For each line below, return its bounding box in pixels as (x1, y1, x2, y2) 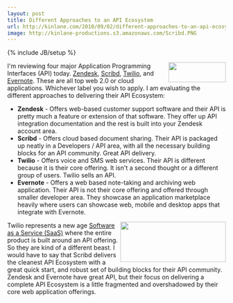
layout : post (7, 10, 45, 17)
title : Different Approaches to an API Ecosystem (7, 17, 154, 24)
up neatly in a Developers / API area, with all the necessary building (17, 141, 210, 150)
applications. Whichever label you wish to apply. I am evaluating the (7, 84, 201, 92)
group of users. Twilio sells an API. (17, 171, 116, 180)
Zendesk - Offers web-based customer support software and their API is (17, 105, 226, 113)
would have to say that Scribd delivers (7, 251, 116, 259)
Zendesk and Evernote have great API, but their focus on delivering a (7, 273, 205, 282)
